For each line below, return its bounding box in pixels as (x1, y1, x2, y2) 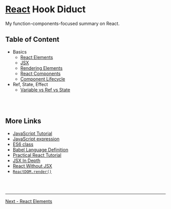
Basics (12, 48, 27, 55)
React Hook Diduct (5, 4, 86, 15)
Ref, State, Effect (12, 81, 48, 87)
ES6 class (12, 141, 34, 147)
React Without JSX (12, 163, 52, 169)
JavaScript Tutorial (12, 130, 52, 136)
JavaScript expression (12, 136, 60, 142)
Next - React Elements (5, 198, 52, 204)
